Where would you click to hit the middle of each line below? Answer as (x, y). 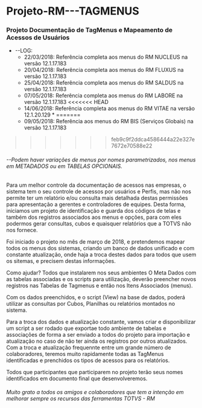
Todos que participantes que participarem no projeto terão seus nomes (95, 372)
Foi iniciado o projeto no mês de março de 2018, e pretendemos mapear (96, 241)
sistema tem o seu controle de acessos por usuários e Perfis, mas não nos (99, 191)
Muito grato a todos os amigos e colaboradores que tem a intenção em (95, 392)
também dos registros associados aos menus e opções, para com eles (94, 217)
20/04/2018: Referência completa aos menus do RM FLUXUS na (104, 70)
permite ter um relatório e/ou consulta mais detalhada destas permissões (97, 198)
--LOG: (24, 51)
